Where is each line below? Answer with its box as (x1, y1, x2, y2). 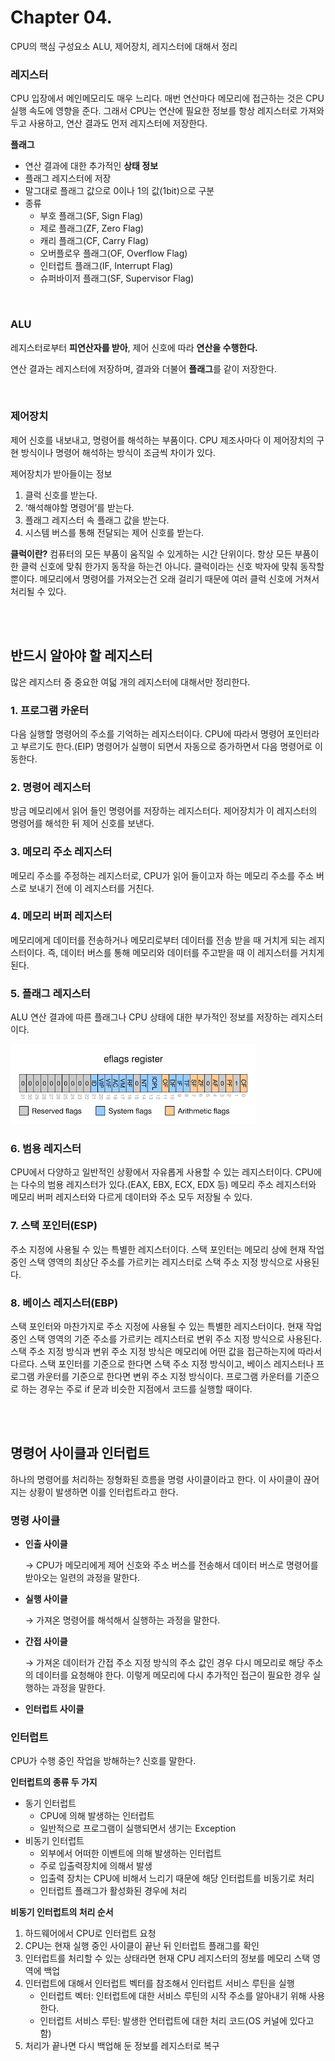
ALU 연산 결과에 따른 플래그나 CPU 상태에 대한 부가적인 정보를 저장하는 (10, 1011, 289, 1023)
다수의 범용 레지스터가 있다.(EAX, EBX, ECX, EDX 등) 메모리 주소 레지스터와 (20, 1179, 317, 1191)
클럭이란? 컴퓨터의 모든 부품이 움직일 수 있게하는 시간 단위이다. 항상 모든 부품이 (10, 547, 320, 560)
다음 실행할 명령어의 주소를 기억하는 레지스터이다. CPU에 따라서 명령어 (10, 727, 285, 740)
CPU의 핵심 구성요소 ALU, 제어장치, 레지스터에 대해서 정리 (10, 40, 238, 52)
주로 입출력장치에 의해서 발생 (39, 1860, 153, 1872)
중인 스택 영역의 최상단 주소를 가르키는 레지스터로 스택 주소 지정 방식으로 (10, 1256, 293, 1268)
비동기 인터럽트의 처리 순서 (10, 1906, 114, 1918)
